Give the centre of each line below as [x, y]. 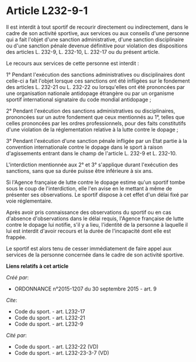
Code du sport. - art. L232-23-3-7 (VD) [62, 353]
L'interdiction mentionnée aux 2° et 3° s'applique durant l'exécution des [92, 165]
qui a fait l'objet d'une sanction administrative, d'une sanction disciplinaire [95, 39]
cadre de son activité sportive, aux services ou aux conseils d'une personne [98, 33]
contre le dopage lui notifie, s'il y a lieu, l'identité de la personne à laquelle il [97, 224]
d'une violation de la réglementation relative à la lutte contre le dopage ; [92, 129]
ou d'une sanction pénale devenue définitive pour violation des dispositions [97, 46]
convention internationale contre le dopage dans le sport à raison [85, 147]
